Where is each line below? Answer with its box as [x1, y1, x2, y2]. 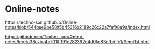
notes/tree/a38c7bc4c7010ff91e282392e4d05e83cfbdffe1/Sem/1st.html [5, 38, 150, 44]
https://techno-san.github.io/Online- [5, 19, 78, 25]
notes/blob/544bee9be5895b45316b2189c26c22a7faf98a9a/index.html [5, 24, 150, 30]
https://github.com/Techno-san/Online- [5, 34, 84, 39]
